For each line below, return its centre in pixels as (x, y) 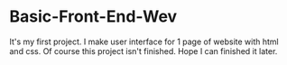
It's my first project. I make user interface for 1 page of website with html (144, 42)
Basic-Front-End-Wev (93, 17)
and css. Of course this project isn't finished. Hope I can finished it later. (143, 51)
